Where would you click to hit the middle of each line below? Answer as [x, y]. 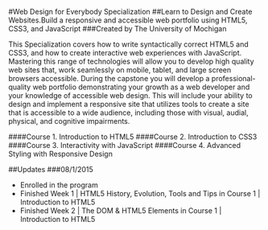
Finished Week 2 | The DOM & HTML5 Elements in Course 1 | [121, 211]
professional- [233, 78]
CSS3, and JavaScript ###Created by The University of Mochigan [118, 29]
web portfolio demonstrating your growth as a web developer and [141, 87]
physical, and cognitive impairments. [69, 121]
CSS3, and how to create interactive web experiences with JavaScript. [125, 53]
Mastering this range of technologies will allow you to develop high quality [131, 61]
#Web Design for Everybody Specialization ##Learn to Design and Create [130, 12]
